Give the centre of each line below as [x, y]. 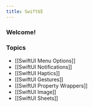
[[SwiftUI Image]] [35, 92]
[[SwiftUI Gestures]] [39, 79]
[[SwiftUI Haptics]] [37, 73]
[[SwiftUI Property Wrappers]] [51, 85]
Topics [16, 48]
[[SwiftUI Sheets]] [36, 98]
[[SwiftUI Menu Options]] [45, 61]
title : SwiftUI [25, 11]
